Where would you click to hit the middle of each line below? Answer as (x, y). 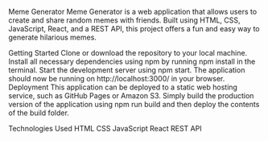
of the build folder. (39, 113)
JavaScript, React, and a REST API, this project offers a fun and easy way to (134, 29)
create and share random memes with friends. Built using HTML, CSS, (124, 20)
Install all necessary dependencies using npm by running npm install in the (132, 61)
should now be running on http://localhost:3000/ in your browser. (117, 79)
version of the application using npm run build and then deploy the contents (134, 104)
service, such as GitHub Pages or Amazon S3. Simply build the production (131, 95)
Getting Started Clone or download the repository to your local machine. (128, 53)
